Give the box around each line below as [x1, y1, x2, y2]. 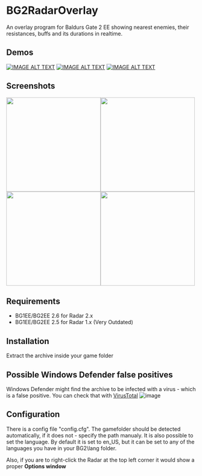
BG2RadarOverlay [6, 4, 98, 17]
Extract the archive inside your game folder [6, 352, 113, 359]
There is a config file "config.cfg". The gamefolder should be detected [6, 425, 181, 433]
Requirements [6, 296, 60, 306]
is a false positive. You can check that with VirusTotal [6, 392, 139, 399]
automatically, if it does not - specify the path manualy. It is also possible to [6, 431, 194, 439]
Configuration [6, 409, 60, 419]
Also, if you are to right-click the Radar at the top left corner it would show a [6, 456, 195, 463]
